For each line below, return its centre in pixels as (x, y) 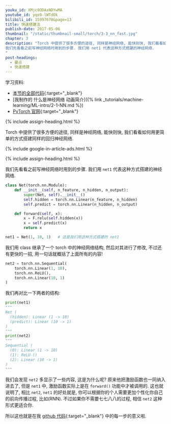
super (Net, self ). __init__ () (54, 195)
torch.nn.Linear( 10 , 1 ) (40, 278)
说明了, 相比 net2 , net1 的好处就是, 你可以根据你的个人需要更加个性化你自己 (84, 392)
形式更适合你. (20, 405)
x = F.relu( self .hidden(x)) (53, 218)
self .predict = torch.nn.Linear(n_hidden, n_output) (81, 204)
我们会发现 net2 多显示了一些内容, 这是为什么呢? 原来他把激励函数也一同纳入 (85, 380)
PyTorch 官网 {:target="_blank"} (46, 111)
